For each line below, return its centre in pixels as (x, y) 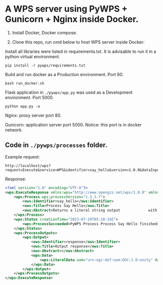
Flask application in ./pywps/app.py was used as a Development (69, 92)
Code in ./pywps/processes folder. (56, 145)
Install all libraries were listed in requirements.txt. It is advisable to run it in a (81, 51)
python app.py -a (23, 106)
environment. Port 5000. (30, 97)
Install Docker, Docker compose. (45, 32)
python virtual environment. (33, 56)
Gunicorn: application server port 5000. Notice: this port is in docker (73, 125)
